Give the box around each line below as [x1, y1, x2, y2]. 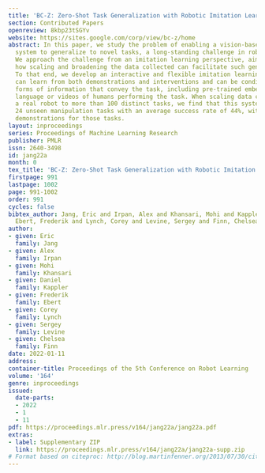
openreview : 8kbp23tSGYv [8, 26, 90, 34]
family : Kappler [15, 284, 69, 292]
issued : [8, 387, 34, 395]
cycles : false [8, 202, 55, 210]
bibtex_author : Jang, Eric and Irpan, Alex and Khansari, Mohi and [8, 210, 235, 218]
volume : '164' [8, 372, 55, 380]
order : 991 [8, 195, 44, 203]
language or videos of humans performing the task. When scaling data [15, 93, 252, 100]
